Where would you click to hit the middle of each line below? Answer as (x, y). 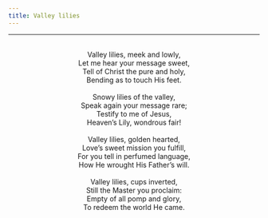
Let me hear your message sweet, (134, 63)
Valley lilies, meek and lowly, (134, 54)
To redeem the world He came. (134, 207)
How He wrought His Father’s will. (134, 164)
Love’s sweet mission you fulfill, (134, 148)
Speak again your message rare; (134, 105)
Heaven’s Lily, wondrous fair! (134, 122)
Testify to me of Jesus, (134, 113)
